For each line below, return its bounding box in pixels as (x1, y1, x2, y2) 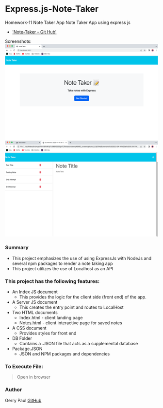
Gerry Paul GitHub (5, 397, 42, 403)
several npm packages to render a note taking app (12, 260, 113, 266)
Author (5, 386, 22, 393)
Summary (5, 244, 29, 251)
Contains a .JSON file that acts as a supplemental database (19, 341, 138, 347)
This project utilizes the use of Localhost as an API (12, 265, 114, 271)
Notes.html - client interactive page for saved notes (19, 320, 122, 326)
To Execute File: (5, 363, 44, 370)
